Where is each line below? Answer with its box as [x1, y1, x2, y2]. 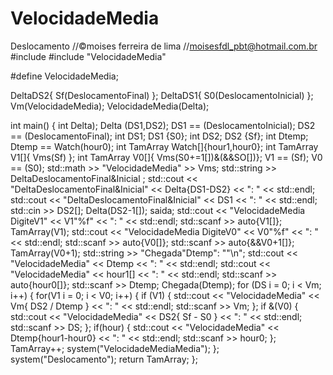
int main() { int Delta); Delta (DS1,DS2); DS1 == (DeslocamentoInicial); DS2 [10, 119, 316, 131]
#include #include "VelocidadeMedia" [10, 50, 167, 62]
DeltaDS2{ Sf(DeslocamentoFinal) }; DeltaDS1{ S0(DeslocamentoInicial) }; [10, 89, 314, 101]
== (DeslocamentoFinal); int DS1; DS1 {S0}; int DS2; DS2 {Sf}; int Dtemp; [10, 130, 309, 142]
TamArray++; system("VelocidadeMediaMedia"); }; [10, 342, 220, 354]
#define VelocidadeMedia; [10, 70, 119, 82]
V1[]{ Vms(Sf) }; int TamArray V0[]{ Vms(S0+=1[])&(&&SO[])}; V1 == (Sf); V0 [10, 151, 323, 163]
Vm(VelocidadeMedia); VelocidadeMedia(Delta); [10, 100, 210, 112]
